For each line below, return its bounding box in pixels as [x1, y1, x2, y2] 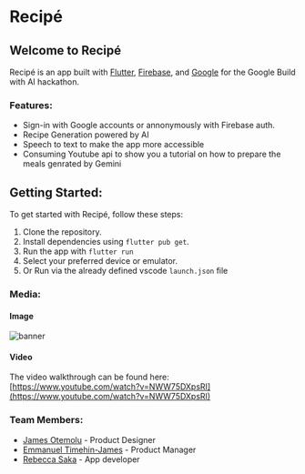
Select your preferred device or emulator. [22, 256, 178, 267]
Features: [9, 98, 53, 111]
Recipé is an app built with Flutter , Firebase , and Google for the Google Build [9, 66, 296, 77]
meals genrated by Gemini [22, 158, 122, 169]
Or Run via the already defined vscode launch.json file [22, 266, 229, 277]
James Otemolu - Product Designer [22, 434, 157, 445]
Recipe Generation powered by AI [22, 129, 149, 140]
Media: [9, 288, 41, 301]
